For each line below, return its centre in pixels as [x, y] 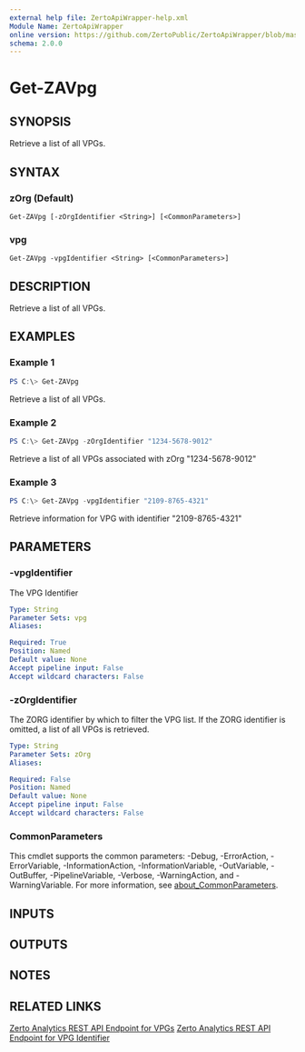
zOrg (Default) [42, 198]
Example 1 [32, 363]
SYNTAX [35, 172]
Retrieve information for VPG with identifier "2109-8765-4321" [126, 518]
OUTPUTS [39, 945]
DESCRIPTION [50, 286]
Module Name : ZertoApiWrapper [67, 26]
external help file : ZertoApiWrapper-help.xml [99, 18]
